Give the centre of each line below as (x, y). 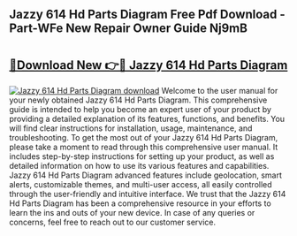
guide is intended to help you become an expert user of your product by (141, 109)
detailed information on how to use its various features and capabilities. (139, 166)
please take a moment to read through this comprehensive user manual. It (144, 147)
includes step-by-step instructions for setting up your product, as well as (142, 156)
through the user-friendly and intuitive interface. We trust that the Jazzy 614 (148, 194)
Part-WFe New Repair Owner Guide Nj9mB (128, 29)
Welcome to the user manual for (220, 91)
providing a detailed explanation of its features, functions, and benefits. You (147, 119)
